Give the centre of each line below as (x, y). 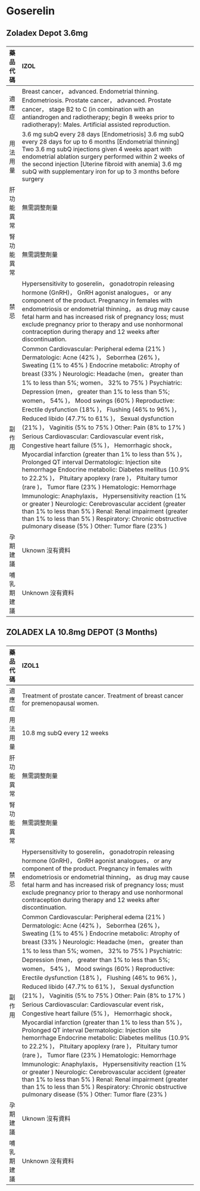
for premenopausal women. (60, 703)
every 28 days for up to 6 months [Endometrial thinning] (101, 141)
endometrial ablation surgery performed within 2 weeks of (103, 156)
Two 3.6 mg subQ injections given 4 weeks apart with (97, 149)
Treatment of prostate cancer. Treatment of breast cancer (102, 696)
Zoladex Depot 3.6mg (47, 33)
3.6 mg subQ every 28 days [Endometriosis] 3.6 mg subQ (103, 134)
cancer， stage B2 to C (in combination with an (88, 109)
